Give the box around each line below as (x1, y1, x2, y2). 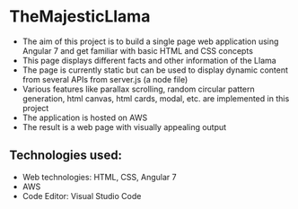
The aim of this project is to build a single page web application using (22, 36, 279, 47)
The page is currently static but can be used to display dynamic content (22, 65, 289, 75)
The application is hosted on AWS (22, 112, 148, 123)
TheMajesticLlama (9, 6, 151, 27)
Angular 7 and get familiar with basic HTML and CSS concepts (22, 45, 254, 56)
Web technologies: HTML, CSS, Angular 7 (22, 171, 177, 182)
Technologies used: (9, 148, 123, 163)
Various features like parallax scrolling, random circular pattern (22, 83, 255, 94)
